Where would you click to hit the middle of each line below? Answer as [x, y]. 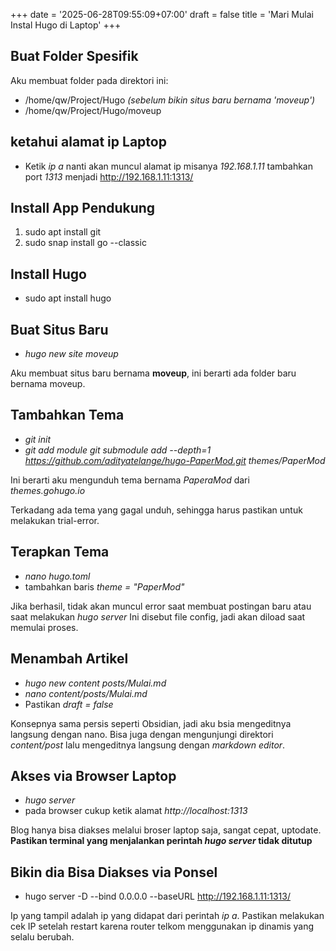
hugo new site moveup [71, 354]
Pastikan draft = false [69, 704]
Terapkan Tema [60, 552]
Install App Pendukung [83, 208]
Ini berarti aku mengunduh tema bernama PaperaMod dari [130, 480]
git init [37, 439]
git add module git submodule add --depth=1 [118, 450]
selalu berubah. [42, 937]
